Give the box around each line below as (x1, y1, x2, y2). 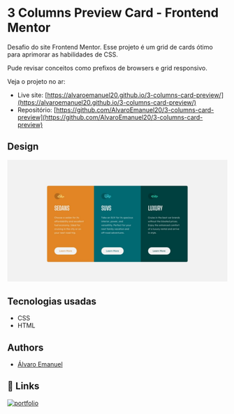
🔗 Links (7, 380, 40, 392)
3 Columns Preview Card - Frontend (7, 5, 219, 21)
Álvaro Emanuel (17, 360, 63, 368)
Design (7, 141, 39, 153)
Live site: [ (17, 91, 47, 99)
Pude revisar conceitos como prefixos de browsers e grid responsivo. (7, 64, 207, 72)
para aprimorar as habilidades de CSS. (7, 50, 119, 59)
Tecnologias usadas (7, 295, 96, 307)
